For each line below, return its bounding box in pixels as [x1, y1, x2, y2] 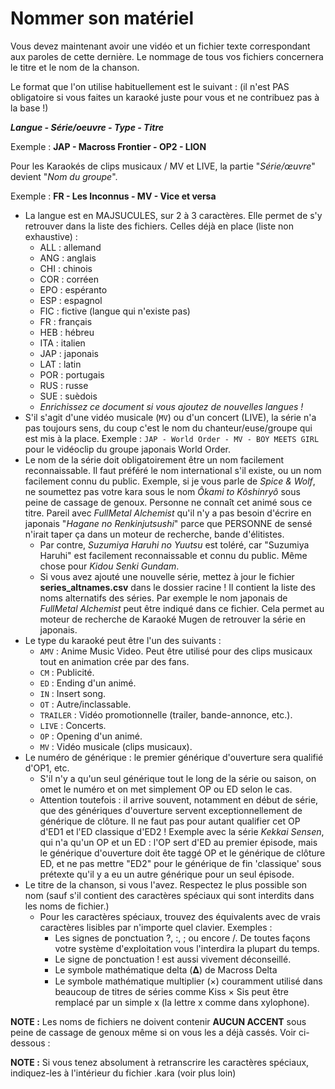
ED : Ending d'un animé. [39, 677, 137, 689]
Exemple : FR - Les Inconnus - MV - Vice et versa [10, 190, 217, 202]
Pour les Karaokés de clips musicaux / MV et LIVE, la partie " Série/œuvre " [10, 160, 316, 172]
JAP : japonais [39, 347, 99, 359]
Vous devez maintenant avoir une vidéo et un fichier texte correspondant [10, 40, 311, 52]
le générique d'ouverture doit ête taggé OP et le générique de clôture [39, 847, 326, 859]
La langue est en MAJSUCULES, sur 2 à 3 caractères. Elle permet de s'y [24, 209, 323, 221]
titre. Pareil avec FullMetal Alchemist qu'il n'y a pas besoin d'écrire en [24, 507, 312, 519]
